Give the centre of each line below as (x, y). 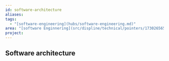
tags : (11, 19)
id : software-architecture (33, 10)
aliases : (14, 14)
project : (14, 33)
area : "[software (23, 28)
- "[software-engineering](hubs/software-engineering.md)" (73, 24)
